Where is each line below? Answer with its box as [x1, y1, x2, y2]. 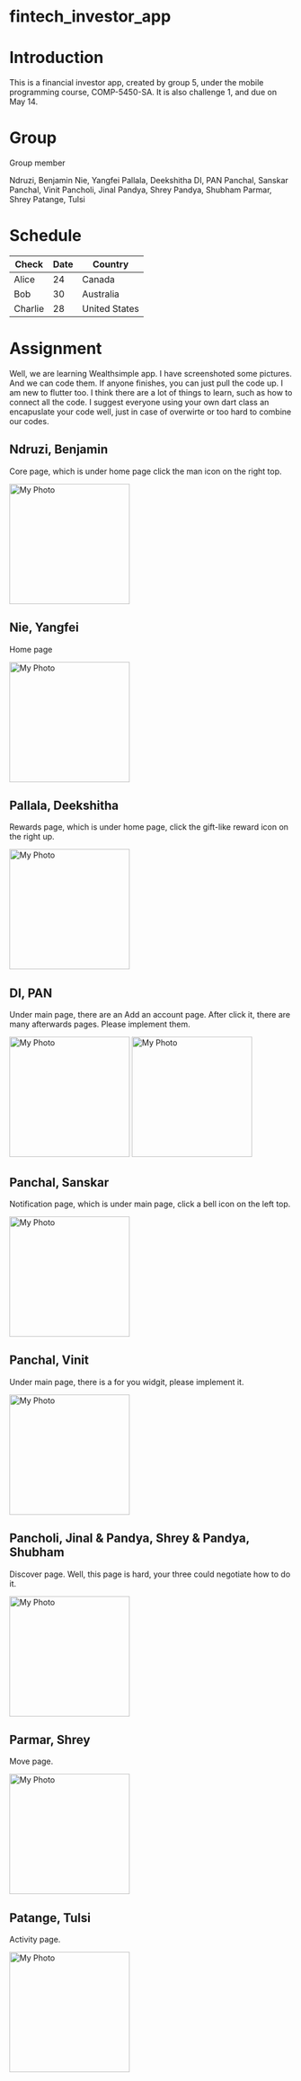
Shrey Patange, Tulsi [9, 194, 85, 205]
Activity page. [9, 1934, 61, 1945]
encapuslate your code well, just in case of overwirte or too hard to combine [9, 406, 292, 417]
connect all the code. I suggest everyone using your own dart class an [9, 396, 270, 407]
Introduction [9, 48, 104, 68]
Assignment [9, 339, 102, 359]
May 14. [9, 96, 39, 107]
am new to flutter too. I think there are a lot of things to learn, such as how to [9, 387, 293, 397]
